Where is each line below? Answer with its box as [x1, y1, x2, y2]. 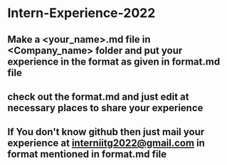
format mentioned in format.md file [7, 148, 167, 161]
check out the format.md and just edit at [7, 90, 189, 102]
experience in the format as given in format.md [7, 55, 221, 68]
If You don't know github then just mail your [7, 126, 205, 138]
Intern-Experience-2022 [7, 5, 156, 21]
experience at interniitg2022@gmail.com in [7, 137, 205, 149]
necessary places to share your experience [7, 102, 204, 114]
